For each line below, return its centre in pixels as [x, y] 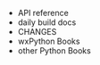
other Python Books [54, 51]
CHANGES [37, 32]
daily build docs [47, 22]
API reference [43, 13]
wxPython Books [49, 41]
